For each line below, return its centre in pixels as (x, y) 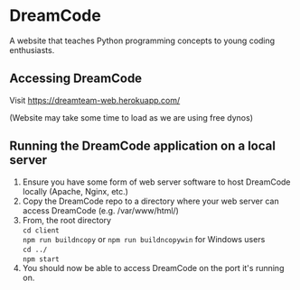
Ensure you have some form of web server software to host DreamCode (156, 182)
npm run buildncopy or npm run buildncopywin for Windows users (144, 239)
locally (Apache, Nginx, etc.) (75, 191)
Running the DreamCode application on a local (142, 146)
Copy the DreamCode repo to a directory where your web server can (150, 201)
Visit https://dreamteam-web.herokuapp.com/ (95, 100)
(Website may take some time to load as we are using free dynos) (131, 117)
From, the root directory (66, 220)
